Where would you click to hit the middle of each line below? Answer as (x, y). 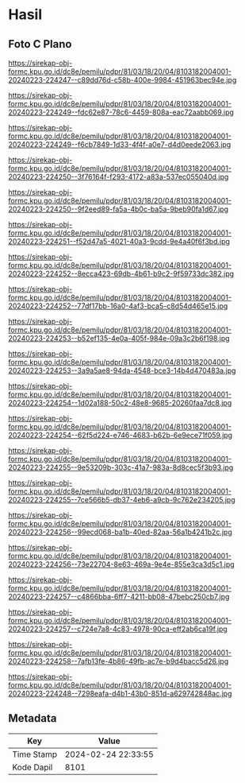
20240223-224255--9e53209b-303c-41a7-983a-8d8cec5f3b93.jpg (121, 467)
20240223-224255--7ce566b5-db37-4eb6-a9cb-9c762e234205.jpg (122, 500)
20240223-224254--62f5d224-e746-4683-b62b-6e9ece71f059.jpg (120, 435)
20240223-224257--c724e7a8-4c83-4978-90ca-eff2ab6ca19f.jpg (118, 629)
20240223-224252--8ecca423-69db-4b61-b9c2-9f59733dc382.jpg (121, 273)
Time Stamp (35, 754)
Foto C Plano (40, 44)
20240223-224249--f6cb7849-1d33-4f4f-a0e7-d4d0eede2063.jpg (120, 144)
